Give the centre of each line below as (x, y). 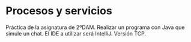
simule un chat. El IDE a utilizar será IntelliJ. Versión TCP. (76, 33)
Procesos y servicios (59, 11)
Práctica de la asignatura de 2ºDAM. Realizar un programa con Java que (95, 27)
